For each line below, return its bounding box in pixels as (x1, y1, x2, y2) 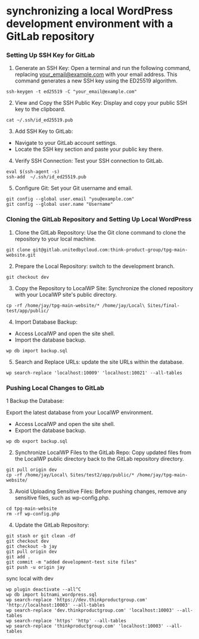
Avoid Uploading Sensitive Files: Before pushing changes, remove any (14, 488, 187, 495)
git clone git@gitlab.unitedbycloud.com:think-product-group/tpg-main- (6, 247, 188, 252)
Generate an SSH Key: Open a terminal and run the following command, (14, 65, 191, 72)
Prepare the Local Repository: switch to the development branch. (14, 262, 175, 270)
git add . (6, 554, 31, 560)
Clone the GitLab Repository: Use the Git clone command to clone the (14, 229, 186, 236)
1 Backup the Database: (6, 397, 64, 404)
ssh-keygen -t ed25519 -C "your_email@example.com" (6, 89, 137, 95)
